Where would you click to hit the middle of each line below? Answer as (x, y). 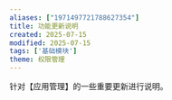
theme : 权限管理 (37, 59)
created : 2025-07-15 (48, 34)
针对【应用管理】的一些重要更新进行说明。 (89, 86)
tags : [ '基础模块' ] (43, 51)
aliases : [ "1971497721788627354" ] (75, 18)
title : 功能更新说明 (44, 26)
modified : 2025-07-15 (50, 43)
